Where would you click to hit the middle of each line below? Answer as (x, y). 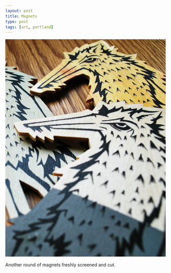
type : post (17, 21)
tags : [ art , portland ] (29, 27)
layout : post (19, 11)
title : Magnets (21, 16)
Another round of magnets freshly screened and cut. (61, 265)
